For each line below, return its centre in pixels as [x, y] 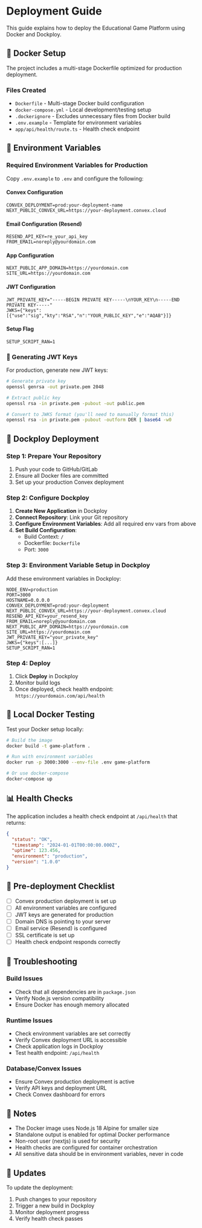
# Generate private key [36, 381]
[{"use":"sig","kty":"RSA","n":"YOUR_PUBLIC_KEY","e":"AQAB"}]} [89, 315]
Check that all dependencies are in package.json [75, 992]
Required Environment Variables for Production [77, 165]
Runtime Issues [30, 1020]
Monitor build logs [37, 682]
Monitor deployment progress [52, 1212]
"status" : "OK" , [32, 839]
